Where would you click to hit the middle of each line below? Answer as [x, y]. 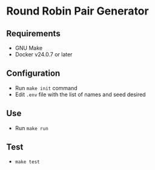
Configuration [33, 74]
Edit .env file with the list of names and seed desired [81, 94]
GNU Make [29, 48]
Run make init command [46, 88]
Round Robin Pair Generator [78, 11]
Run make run [31, 128]
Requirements [33, 34]
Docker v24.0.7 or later [44, 54]
